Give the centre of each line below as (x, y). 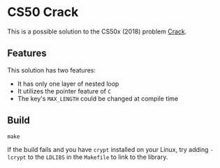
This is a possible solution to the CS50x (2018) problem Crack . (97, 31)
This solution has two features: (52, 70)
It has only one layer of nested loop (68, 84)
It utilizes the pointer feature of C (64, 91)
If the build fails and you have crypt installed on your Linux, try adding (108, 149)
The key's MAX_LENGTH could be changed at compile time (98, 98)
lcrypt (17, 158)
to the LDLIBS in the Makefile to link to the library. (98, 157)
